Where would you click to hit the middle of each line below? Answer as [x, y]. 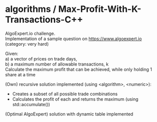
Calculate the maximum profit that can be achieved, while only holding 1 [79, 69]
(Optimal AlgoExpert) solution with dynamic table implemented [69, 114]
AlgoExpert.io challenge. [30, 33]
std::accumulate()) [31, 104]
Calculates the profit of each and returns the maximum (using [75, 99]
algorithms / [31, 9]
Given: [12, 54]
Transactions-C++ [44, 20]
